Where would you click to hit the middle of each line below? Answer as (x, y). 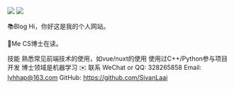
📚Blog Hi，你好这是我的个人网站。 (58, 26)
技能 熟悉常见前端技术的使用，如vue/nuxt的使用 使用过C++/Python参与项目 (118, 59)
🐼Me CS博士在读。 (35, 43)
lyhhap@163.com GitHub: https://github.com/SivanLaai (88, 77)
